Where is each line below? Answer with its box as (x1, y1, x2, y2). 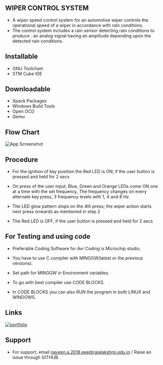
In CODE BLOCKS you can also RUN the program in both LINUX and (12, 289, 151, 295)
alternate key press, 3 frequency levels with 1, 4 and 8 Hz (12, 194, 129, 200)
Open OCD (12, 109, 35, 114)
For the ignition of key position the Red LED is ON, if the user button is (12, 169, 155, 175)
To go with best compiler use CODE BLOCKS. (12, 279, 105, 285)
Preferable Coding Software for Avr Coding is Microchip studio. (12, 245, 141, 251)
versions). (12, 260, 33, 266)
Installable (5, 52, 38, 61)
